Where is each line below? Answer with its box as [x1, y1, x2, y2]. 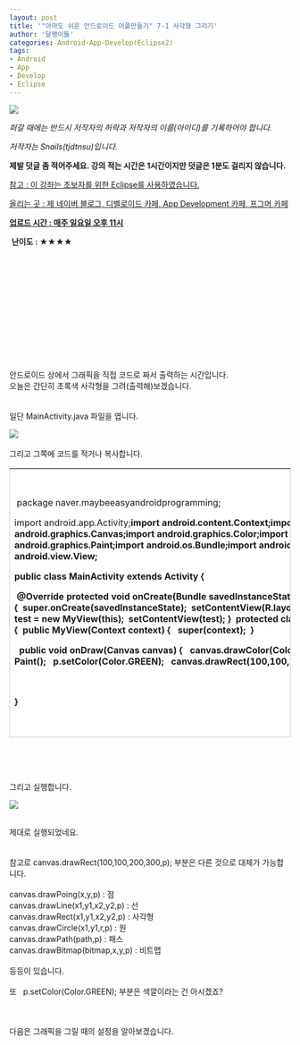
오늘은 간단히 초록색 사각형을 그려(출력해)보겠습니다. [9, 380, 192, 391]
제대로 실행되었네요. [9, 827, 79, 837]
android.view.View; [14, 550, 98, 563]
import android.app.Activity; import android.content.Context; [14, 516, 271, 529]
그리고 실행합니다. [9, 781, 72, 792]
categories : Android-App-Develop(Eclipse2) [9, 38, 174, 47]
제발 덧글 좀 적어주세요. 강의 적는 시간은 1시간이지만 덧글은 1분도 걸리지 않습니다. [9, 160, 287, 171]
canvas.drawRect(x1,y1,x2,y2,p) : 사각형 [9, 911, 154, 922]
